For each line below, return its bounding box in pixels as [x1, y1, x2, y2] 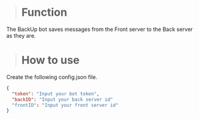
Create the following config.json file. [6, 73, 98, 81]
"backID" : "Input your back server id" [12, 97, 114, 103]
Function [21, 5, 68, 19]
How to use [21, 53, 80, 67]
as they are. [6, 32, 36, 39]
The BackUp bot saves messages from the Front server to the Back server [6, 25, 194, 33]
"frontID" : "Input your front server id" [12, 102, 119, 108]
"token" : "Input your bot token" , [12, 90, 99, 97]
